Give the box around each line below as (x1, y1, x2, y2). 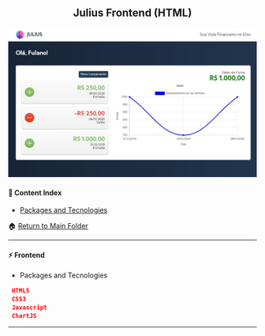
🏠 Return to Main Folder (8, 221, 88, 231)
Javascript (11, 304, 47, 311)
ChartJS (11, 312, 37, 320)
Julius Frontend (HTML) (73, 6, 192, 20)
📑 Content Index (8, 187, 62, 197)
